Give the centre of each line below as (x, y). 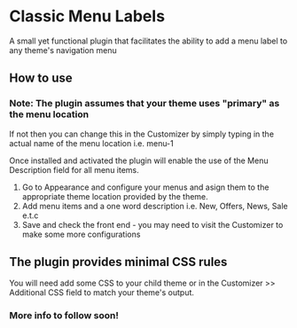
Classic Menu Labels (87, 16)
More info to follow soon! (64, 316)
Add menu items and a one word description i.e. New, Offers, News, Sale (155, 206)
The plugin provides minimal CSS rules (118, 262)
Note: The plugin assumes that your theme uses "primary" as (145, 104)
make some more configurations (81, 234)
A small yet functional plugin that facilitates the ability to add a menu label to (148, 41)
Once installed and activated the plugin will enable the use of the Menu (139, 160)
